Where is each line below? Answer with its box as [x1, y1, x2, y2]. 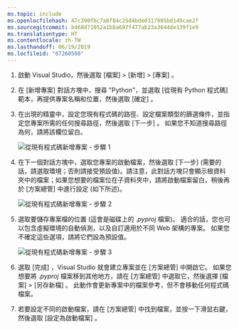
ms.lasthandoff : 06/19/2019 [7, 43, 91, 51]
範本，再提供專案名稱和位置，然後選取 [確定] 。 [17, 94, 157, 103]
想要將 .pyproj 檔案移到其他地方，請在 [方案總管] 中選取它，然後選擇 [17, 271, 218, 280]
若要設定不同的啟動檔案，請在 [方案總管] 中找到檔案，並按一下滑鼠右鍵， [17, 304, 232, 313]
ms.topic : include [7, 10, 62, 18]
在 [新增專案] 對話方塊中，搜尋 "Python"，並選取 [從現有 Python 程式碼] [17, 85, 228, 94]
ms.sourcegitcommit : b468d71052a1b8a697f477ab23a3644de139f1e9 [7, 23, 199, 31]
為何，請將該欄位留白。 [17, 127, 87, 136]
